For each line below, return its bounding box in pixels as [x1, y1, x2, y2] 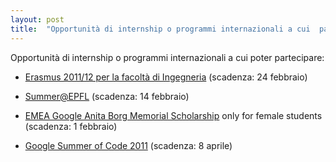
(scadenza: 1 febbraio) [24, 120, 118, 132]
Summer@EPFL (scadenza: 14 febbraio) [24, 90, 190, 102]
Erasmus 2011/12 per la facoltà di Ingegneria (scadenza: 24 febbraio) [24, 71, 308, 83]
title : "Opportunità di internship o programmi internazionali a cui [10, 24, 311, 34]
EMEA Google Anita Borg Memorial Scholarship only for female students [24, 109, 323, 121]
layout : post [10, 14, 65, 25]
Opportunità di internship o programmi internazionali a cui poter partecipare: [10, 51, 325, 63]
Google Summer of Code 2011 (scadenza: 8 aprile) [24, 139, 233, 151]
